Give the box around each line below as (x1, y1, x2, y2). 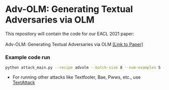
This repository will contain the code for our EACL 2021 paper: (5, 30, 134, 36)
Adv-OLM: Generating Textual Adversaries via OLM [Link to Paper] (5, 41, 143, 47)
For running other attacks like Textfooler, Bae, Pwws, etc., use (12, 74, 141, 80)
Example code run (5, 53, 50, 60)
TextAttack (12, 79, 35, 85)
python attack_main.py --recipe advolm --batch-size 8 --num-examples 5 (5, 65, 161, 70)
